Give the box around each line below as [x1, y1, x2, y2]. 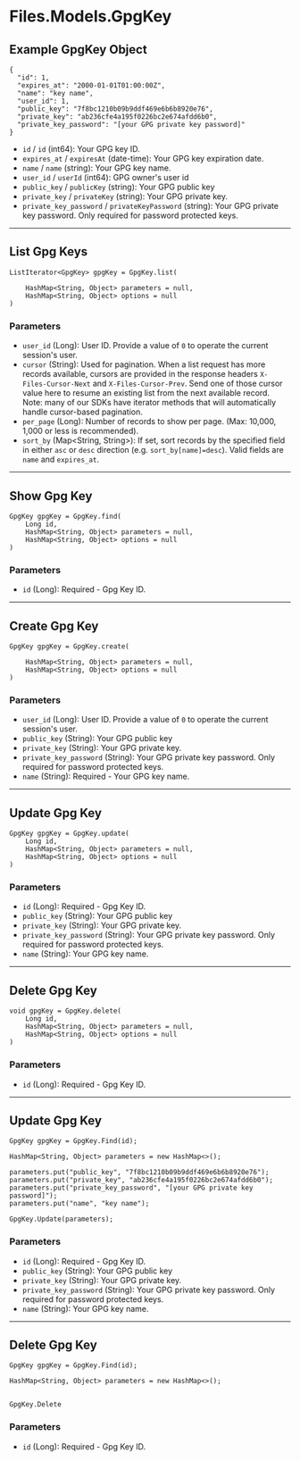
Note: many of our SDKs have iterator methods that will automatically [21, 397, 277, 408]
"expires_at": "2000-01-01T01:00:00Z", [17, 81, 166, 90]
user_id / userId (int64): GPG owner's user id [21, 172, 189, 182]
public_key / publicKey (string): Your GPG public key [21, 181, 215, 192]
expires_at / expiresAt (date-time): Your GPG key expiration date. [21, 154, 264, 163]
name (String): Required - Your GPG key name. [21, 771, 190, 782]
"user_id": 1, [17, 96, 70, 105]
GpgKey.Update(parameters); [9, 1215, 114, 1224]
